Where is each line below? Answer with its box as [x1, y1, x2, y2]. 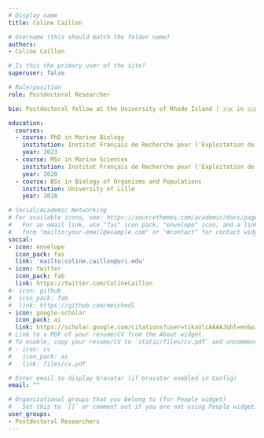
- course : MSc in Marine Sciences [15, 156, 128, 164]
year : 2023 [22, 149, 58, 156]
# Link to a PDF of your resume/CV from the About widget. [8, 331, 206, 339]
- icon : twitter [8, 265, 61, 273]
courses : [15, 127, 44, 134]
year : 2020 [22, 170, 58, 178]
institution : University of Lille [22, 185, 135, 193]
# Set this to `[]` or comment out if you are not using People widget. [8, 403, 258, 411]
